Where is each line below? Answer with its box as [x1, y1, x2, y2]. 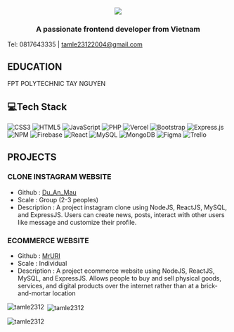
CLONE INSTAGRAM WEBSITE [7, 172, 112, 182]
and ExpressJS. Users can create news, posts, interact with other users [17, 210, 225, 219]
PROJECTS [7, 151, 57, 163]
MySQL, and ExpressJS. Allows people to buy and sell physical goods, [17, 274, 222, 283]
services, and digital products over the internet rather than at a [17, 282, 199, 290]
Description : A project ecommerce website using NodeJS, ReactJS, [17, 266, 215, 275]
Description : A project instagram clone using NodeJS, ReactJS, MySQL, [17, 203, 227, 211]
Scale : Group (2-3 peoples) [17, 195, 99, 204]
